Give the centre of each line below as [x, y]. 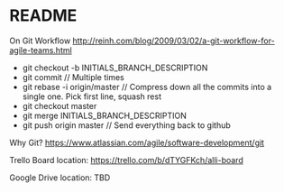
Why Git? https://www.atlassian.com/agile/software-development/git [137, 142]
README [43, 16]
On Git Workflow [40, 41]
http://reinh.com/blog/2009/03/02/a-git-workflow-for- [174, 41]
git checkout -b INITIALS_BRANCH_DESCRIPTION [115, 68]
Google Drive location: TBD [60, 178]
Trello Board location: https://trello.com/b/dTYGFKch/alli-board [126, 160]
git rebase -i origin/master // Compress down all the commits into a [147, 87]
